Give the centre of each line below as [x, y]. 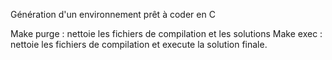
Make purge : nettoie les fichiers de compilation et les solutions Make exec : [166, 33]
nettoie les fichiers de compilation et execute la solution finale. [139, 44]
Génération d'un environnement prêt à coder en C [113, 14]
